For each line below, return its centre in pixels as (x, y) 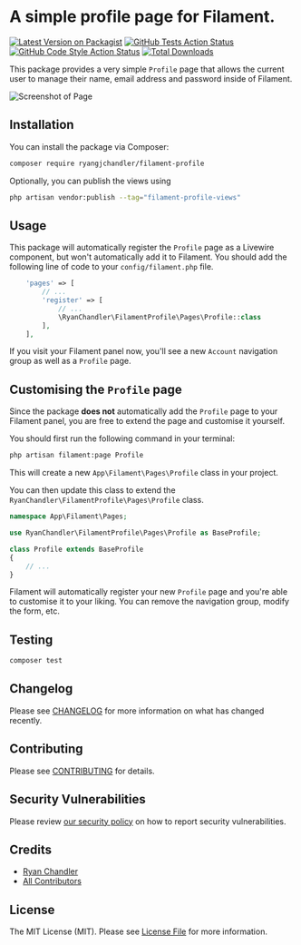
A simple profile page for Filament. (142, 17)
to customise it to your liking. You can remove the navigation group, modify (150, 602)
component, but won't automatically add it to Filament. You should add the (148, 257)
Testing (31, 640)
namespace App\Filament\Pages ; (68, 517)
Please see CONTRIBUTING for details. (83, 771)
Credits (31, 849)
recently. (26, 720)
